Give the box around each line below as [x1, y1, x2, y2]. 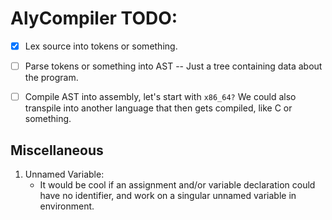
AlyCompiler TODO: [10, 7, 178, 30]
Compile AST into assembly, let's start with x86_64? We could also [24, 91, 297, 103]
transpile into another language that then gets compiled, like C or [24, 102, 293, 114]
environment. [39, 200, 95, 212]
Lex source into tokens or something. [24, 40, 178, 52]
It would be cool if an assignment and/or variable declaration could [39, 178, 316, 191]
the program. [24, 72, 79, 84]
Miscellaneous [10, 142, 104, 159]
